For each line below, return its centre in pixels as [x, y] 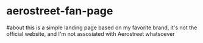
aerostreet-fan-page [60, 11]
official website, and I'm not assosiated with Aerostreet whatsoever [91, 33]
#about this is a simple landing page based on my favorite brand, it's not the [102, 27]
